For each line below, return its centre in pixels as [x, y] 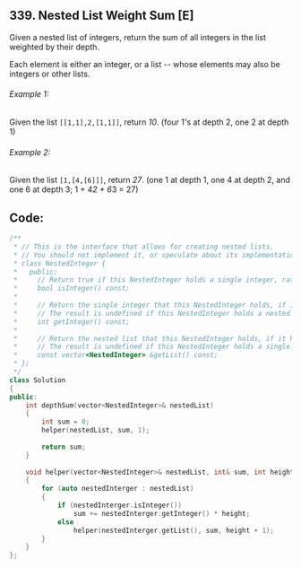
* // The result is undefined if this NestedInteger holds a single [152, 347]
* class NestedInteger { [59, 263]
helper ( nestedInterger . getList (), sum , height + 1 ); [174, 530]
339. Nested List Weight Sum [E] [102, 16]
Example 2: [30, 152]
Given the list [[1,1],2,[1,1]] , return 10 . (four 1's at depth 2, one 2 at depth [149, 122]
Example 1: [29, 94]
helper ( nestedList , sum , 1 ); [96, 431]
